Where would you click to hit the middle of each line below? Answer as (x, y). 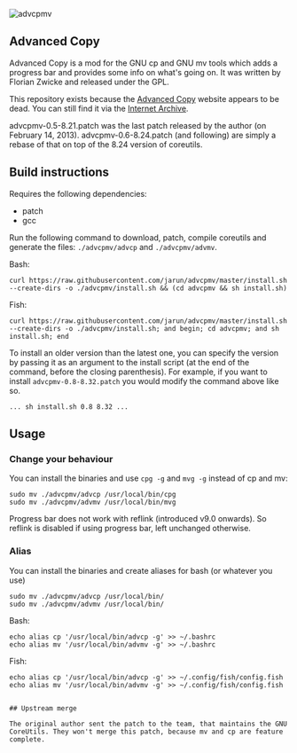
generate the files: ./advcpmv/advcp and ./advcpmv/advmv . (113, 247)
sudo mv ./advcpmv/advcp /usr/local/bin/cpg (93, 495)
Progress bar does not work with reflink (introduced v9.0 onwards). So (138, 519)
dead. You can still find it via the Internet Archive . (99, 108)
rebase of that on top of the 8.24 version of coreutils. (106, 144)
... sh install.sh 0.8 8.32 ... (69, 407)
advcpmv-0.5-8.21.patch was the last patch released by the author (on (138, 125)
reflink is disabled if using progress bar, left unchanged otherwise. (130, 529)
